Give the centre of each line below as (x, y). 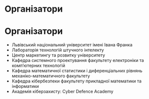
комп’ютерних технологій (38, 66)
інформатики (25, 86)
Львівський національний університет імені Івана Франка (72, 45)
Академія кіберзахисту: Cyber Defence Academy (62, 92)
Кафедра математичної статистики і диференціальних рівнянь (77, 71)
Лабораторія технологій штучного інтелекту (58, 50)
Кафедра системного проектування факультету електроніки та (78, 60)
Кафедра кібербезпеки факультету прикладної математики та (76, 81)
